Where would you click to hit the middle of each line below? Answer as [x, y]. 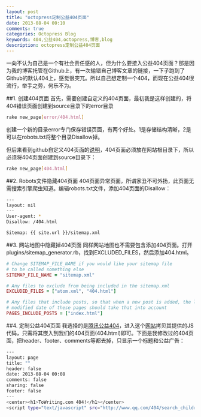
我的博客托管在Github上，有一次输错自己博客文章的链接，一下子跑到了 [98, 70]
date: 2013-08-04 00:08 [36, 374]
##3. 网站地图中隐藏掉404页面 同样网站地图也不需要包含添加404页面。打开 [99, 245]
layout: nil [21, 205]
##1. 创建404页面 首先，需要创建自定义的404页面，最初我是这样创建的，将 [99, 98]
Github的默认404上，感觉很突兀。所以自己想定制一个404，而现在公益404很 [100, 78]
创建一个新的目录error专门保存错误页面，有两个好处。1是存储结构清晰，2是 [99, 129]
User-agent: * [24, 217]
